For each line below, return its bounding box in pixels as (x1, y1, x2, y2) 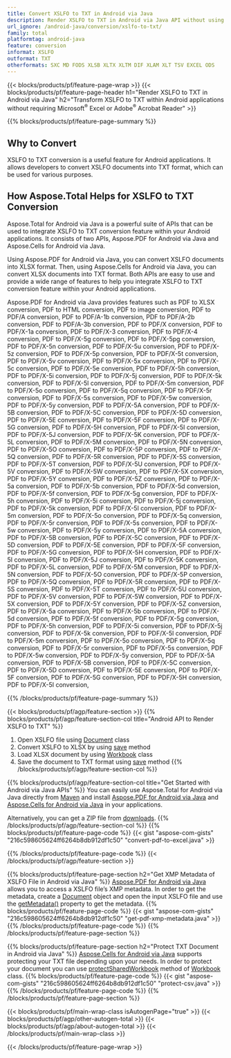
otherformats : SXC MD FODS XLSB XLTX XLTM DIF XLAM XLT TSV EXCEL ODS (7, 62, 215, 69)
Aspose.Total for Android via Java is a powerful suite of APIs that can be (7, 219, 213, 228)
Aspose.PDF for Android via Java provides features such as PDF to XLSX (7, 298, 215, 306)
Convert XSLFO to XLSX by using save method (17, 742, 151, 751)
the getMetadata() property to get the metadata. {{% (7, 899, 158, 908)
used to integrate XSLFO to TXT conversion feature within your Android (7, 226, 211, 235)
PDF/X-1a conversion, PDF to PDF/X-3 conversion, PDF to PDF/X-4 (7, 327, 198, 336)
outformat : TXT (7, 55, 51, 62)
